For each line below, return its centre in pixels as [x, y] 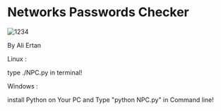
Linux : [17, 59]
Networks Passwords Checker [98, 12]
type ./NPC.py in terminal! [45, 72]
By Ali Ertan [24, 45]
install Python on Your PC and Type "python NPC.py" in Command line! [110, 100]
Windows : [23, 86]
